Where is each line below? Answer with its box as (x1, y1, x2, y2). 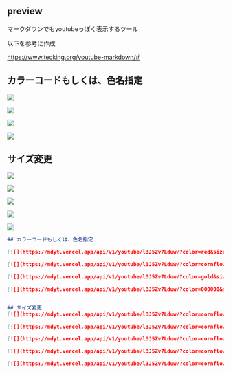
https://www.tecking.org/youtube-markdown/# (7, 53, 140, 61)
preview (7, 5, 43, 17)
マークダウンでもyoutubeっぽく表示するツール (7, 24, 139, 33)
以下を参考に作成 (7, 39, 56, 47)
